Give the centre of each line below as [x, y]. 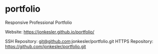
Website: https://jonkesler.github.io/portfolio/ [50, 32]
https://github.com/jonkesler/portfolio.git [46, 46]
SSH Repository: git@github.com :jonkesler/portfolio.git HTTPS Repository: [79, 41]
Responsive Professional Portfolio [39, 22]
